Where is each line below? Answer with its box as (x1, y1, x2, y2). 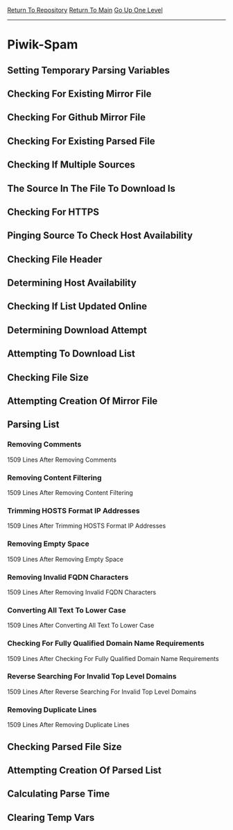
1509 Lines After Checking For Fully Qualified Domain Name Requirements (7, 654, 220, 662)
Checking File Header (7, 253, 103, 265)
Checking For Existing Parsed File (7, 135, 155, 147)
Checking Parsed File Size (7, 740, 122, 753)
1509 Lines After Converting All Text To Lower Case (7, 621, 155, 630)
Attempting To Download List (7, 348, 135, 360)
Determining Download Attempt (7, 324, 147, 336)
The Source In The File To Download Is (7, 182, 175, 194)
